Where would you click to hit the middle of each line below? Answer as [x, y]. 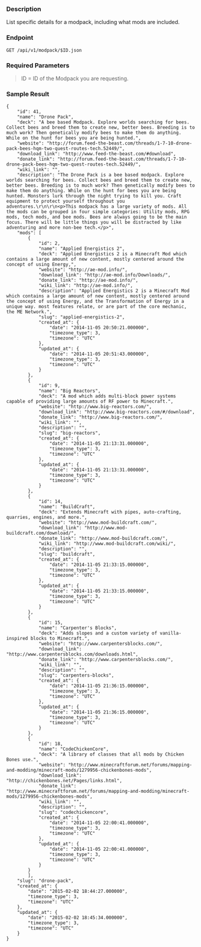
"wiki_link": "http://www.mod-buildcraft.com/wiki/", [107, 544]
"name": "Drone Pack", [45, 117]
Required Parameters [38, 65]
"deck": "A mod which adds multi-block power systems [107, 396]
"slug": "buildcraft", [67, 554]
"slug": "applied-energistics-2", [82, 317]
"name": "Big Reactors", [70, 391]
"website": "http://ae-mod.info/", [83, 270]
